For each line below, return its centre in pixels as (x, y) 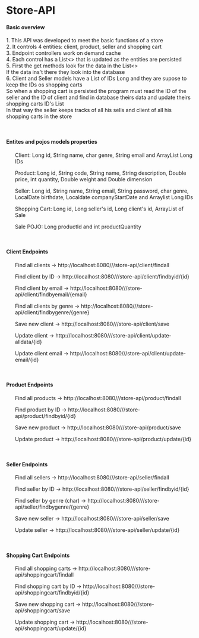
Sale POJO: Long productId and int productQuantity (78, 227)
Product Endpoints (30, 385)
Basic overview (26, 27)
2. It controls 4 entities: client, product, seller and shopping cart (84, 47)
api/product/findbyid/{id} (45, 416)
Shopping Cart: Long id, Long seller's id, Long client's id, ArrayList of (99, 209)
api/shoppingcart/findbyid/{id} (52, 593)
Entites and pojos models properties (52, 141)
